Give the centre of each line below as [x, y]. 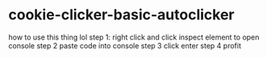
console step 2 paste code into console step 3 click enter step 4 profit [125, 45]
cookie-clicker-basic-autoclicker [121, 15]
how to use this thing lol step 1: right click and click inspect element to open [134, 37]
